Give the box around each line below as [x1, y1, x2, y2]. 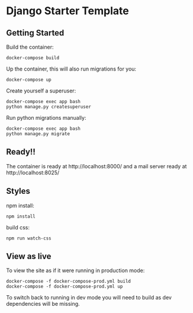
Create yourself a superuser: [6, 87, 76, 94]
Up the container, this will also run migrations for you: [6, 65, 137, 72]
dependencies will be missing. [6, 301, 80, 308]
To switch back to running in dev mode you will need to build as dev [6, 294, 172, 301]
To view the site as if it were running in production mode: [6, 267, 145, 274]
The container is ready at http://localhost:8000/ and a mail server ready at [6, 162, 187, 170]
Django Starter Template [6, 4, 129, 18]
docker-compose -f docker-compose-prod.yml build [6, 279, 131, 285]
